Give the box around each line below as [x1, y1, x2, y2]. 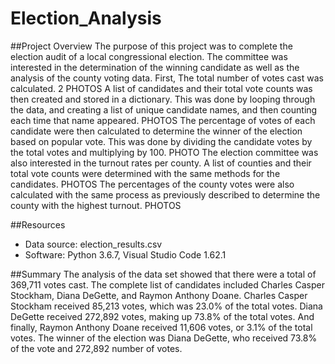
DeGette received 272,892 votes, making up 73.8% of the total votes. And [10, 310, 315, 322]
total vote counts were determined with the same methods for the [10, 167, 281, 179]
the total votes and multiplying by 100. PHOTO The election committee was [10, 146, 319, 158]
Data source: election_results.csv [24, 238, 163, 250]
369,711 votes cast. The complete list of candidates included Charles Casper [10, 278, 325, 291]
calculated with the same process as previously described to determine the [10, 188, 321, 201]
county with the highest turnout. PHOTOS [10, 199, 182, 211]
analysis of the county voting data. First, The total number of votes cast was [10, 72, 324, 84]
